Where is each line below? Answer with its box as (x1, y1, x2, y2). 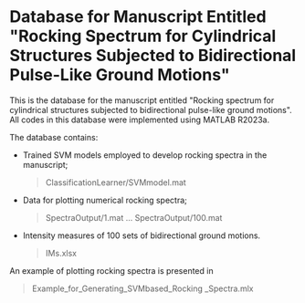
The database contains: (9, 131, 99, 142)
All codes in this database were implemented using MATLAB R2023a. (9, 114, 270, 125)
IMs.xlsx (45, 247, 78, 258)
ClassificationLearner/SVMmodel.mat (45, 176, 187, 188)
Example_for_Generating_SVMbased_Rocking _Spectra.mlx (31, 283, 254, 294)
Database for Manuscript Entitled (9, 6, 267, 27)
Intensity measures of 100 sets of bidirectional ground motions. (22, 230, 261, 241)
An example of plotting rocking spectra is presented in (9, 265, 214, 276)
